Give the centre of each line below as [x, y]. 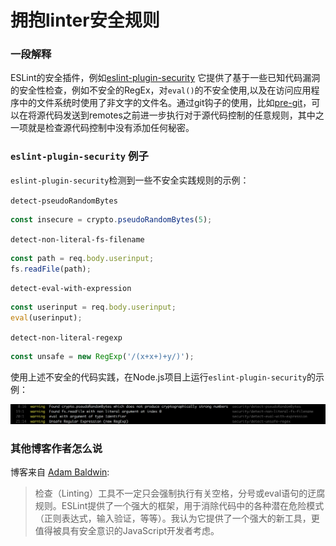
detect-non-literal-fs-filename [77, 239]
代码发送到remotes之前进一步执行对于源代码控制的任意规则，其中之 [184, 115]
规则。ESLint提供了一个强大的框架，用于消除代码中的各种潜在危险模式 [179, 506]
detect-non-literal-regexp [66, 338]
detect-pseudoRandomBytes [64, 201]
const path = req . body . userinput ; [82, 258]
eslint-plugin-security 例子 [79, 156]
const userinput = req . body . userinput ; [93, 307]
